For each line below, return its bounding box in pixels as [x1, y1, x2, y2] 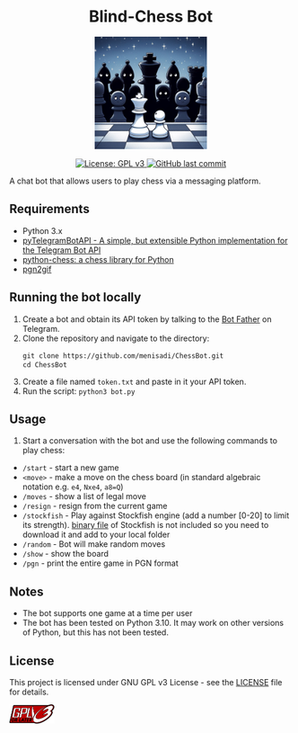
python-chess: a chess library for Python [22, 254, 174, 264]
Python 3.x [22, 225, 63, 236]
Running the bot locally [9, 290, 142, 305]
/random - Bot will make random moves [22, 539, 166, 550]
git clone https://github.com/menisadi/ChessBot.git [22, 351, 224, 361]
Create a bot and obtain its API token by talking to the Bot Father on [22, 313, 272, 325]
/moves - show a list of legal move [22, 491, 146, 502]
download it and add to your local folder [22, 529, 171, 541]
